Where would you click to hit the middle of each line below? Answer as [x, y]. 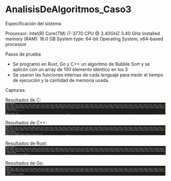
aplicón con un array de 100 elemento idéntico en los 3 [70, 69]
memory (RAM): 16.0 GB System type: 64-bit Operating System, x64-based [84, 39]
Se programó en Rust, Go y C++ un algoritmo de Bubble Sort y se [81, 64]
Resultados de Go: [25, 163]
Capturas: [16, 90]
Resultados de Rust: [26, 143]
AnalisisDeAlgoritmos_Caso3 [68, 9]
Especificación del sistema [33, 23]
